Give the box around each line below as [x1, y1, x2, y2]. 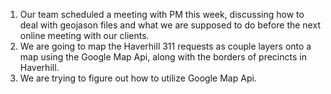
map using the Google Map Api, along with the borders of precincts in [19, 51, 307, 63]
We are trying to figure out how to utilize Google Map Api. [19, 72, 257, 84]
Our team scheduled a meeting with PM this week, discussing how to [19, 9, 305, 20]
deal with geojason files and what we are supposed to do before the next [19, 19, 321, 31]
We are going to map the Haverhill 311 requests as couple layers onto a [19, 40, 312, 52]
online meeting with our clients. [19, 30, 150, 41]
